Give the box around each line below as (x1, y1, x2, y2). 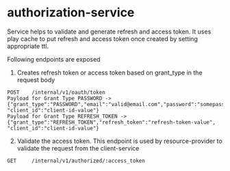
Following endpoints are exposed (7, 55, 101, 63)
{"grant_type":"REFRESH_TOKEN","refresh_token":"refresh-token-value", (7, 118, 216, 126)
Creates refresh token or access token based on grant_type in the (16, 68, 203, 77)
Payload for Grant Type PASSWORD (7, 94, 103, 102)
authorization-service (7, 5, 135, 21)
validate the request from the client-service (16, 144, 140, 152)
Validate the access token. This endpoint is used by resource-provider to (16, 137, 222, 145)
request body (16, 75, 55, 83)
